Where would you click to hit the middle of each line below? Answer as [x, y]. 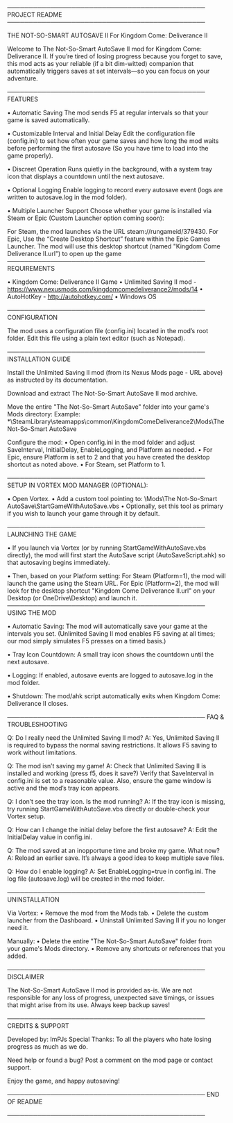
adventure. [23, 78]
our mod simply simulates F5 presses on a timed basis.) [87, 641]
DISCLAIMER [26, 977]
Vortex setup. [26, 816]
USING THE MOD [32, 613]
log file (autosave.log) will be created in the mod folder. [86, 879]
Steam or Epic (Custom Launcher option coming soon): [86, 218]
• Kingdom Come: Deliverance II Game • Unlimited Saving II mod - [102, 282]
